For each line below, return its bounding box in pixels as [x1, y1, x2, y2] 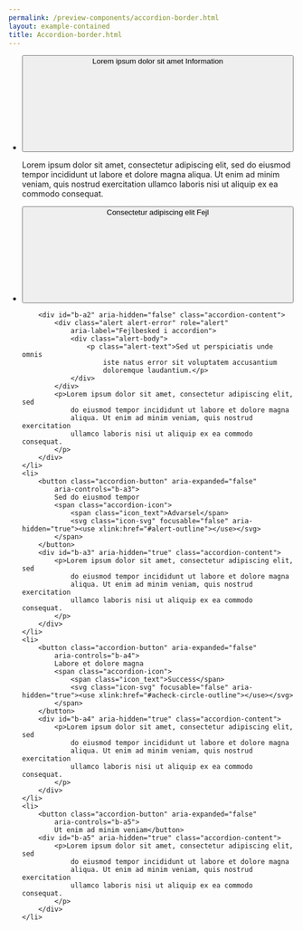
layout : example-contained [8, 22, 110, 31]
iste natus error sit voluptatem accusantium [102, 359, 278, 368]
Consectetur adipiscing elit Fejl [106, 207, 210, 217]
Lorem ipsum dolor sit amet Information [92, 56, 223, 66]
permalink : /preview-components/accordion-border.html [8, 13, 220, 23]
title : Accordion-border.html [8, 30, 123, 39]
